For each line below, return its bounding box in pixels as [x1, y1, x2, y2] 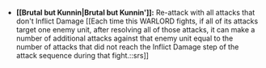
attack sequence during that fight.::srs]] [15, 51, 150, 60]
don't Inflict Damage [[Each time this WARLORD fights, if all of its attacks [15, 16, 259, 26]
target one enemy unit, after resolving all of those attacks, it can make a [15, 25, 255, 34]
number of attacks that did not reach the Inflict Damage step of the [15, 42, 239, 52]
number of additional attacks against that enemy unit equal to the [15, 33, 234, 43]
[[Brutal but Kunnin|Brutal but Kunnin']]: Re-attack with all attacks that [15, 8, 255, 17]
